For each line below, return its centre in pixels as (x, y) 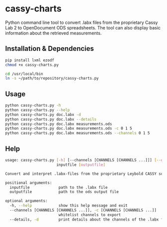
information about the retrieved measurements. (53, 33)
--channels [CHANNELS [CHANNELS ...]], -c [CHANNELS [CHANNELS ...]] (83, 210)
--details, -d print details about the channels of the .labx (84, 220)
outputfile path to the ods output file (64, 192)
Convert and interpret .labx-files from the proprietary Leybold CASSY (81, 174)
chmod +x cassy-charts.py (32, 65)
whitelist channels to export (90, 215)
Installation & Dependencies (50, 49)
